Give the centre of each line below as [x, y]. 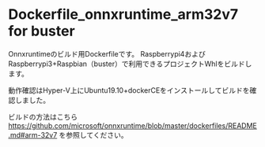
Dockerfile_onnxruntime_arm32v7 [123, 15]
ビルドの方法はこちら [43, 116]
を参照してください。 [93, 134]
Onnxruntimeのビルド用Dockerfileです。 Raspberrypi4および [107, 53]
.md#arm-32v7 [33, 134]
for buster [42, 31]
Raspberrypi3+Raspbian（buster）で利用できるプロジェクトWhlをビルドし [130, 64]
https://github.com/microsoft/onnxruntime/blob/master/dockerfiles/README [132, 125]
